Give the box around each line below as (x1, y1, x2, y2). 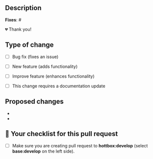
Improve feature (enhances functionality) (12, 73, 95, 79)
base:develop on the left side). (12, 148, 75, 154)
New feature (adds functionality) (12, 63, 78, 69)
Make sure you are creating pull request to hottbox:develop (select (12, 142, 148, 148)
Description (5, 4, 42, 12)
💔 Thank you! (5, 26, 32, 32)
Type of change (5, 41, 54, 49)
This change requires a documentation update (12, 83, 106, 89)
